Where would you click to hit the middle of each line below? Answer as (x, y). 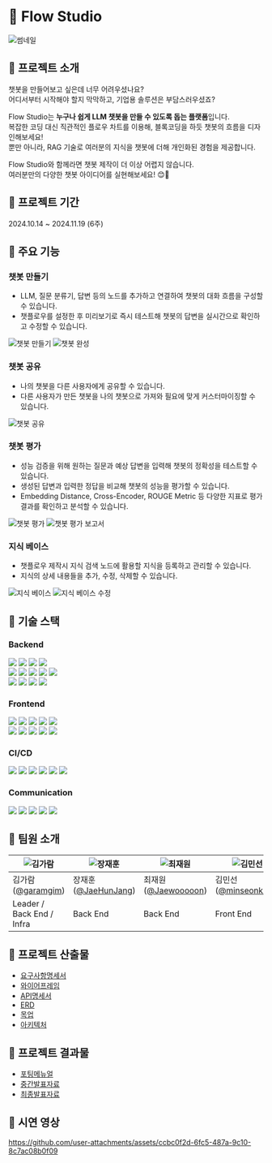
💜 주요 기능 (34, 251)
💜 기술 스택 (34, 621)
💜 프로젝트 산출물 (49, 954)
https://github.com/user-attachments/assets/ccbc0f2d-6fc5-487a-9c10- (130, 1142)
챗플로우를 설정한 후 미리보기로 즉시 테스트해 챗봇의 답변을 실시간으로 (129, 317)
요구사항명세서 (43, 976)
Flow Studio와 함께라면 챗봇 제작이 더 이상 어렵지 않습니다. (101, 164)
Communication (40, 793)
